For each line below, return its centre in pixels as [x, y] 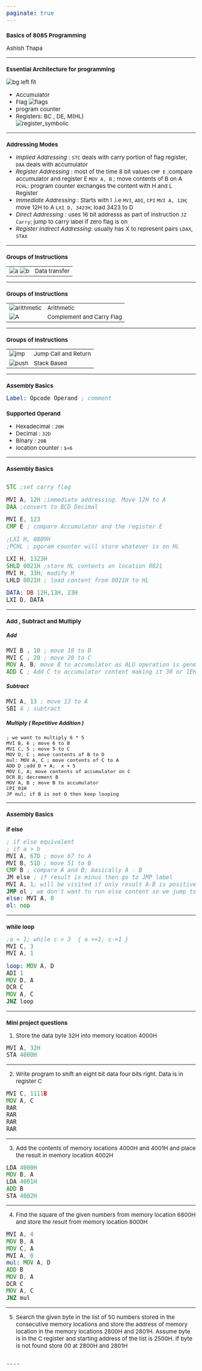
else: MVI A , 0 [30, 899]
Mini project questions [37, 1023]
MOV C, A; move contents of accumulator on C [69, 772]
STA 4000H [22, 1055]
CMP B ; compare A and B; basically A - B [74, 870]
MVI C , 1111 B [27, 1094]
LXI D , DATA [25, 600]
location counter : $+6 [44, 448]
